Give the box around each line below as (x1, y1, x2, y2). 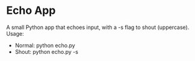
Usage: (6, 30, 24, 37)
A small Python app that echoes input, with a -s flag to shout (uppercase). (6, 24, 190, 31)
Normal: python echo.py (14, 42, 75, 49)
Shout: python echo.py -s (14, 48, 78, 55)
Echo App (6, 4, 56, 18)
